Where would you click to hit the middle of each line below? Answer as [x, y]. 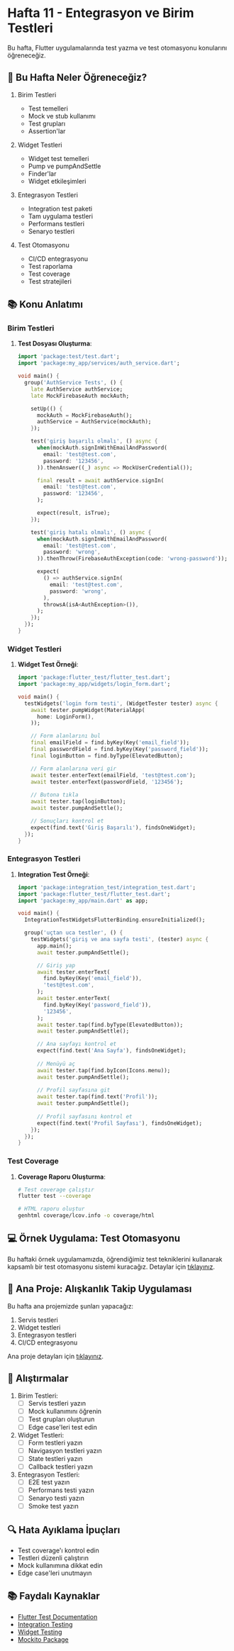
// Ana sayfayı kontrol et [77, 1044]
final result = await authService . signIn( [100, 480]
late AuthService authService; [77, 389]
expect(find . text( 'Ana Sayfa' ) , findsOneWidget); [111, 1051]
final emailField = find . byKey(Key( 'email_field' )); [110, 743]
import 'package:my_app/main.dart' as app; [83, 901]
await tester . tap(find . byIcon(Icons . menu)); [104, 1070]
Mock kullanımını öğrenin [65, 1411]
